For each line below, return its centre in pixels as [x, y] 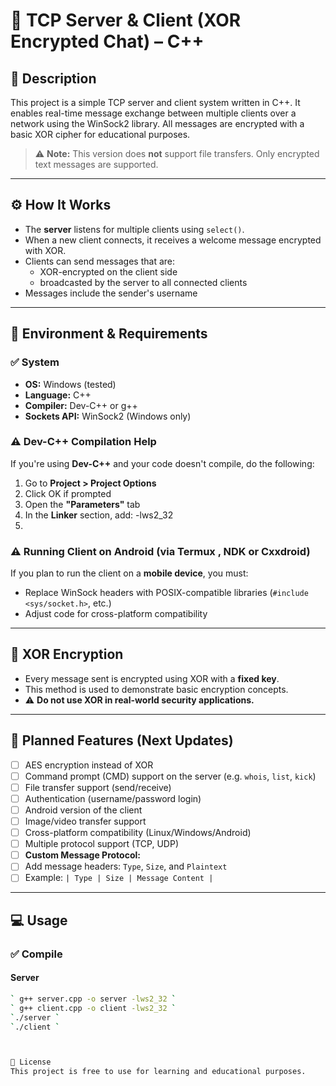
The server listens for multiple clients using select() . [134, 229]
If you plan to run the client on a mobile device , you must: [129, 573]
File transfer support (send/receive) [98, 787]
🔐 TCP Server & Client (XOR [126, 20]
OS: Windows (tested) [70, 384]
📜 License [31, 1062]
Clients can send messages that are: [100, 261]
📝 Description [53, 78]
